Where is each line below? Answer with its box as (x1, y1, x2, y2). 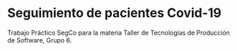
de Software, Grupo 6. (7, 35, 72, 44)
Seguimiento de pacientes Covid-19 (7, 5, 221, 21)
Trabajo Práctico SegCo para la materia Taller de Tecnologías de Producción (7, 28, 230, 37)
